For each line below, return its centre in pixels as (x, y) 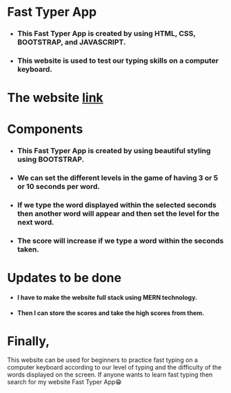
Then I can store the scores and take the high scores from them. (111, 313)
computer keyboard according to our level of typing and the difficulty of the (114, 367)
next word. (36, 223)
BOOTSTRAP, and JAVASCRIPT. (71, 42)
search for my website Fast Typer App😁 (64, 382)
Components (45, 129)
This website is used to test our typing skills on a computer (118, 61)
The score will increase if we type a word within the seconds (120, 241)
